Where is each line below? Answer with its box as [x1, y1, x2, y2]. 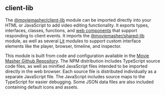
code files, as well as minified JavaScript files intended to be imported [5, 63, 148, 69]
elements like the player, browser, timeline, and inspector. [5, 43, 122, 49]
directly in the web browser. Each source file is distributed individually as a [5, 68, 157, 74]
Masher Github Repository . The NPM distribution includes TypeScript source [5, 58, 161, 63]
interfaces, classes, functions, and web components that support [5, 27, 137, 33]
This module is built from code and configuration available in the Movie [5, 53, 149, 59]
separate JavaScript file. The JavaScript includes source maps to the [5, 73, 145, 79]
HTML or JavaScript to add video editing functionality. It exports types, [5, 22, 149, 28]
